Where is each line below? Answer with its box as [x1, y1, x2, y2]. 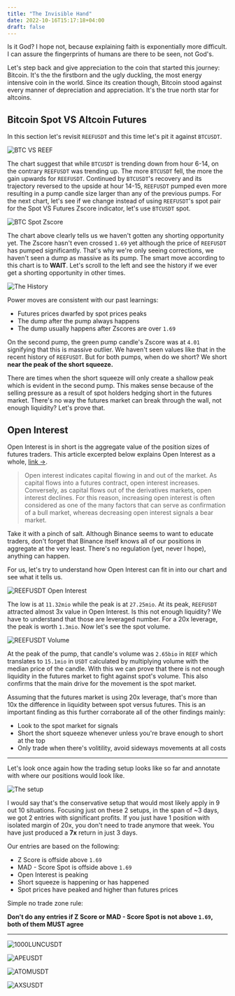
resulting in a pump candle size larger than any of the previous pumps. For [7, 189, 222, 198]
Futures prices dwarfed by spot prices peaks [17, 309, 147, 318]
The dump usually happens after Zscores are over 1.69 [17, 324, 176, 333]
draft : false [7, 23, 45, 30]
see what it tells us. [7, 573, 63, 581]
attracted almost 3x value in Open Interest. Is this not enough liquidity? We [7, 607, 222, 616]
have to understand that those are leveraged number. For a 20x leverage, [7, 615, 218, 623]
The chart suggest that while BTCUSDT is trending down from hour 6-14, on [7, 159, 219, 168]
